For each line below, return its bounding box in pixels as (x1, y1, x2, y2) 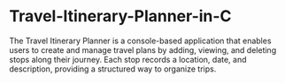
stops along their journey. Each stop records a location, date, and (9, 54, 247, 64)
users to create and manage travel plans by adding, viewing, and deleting (9, 44, 277, 55)
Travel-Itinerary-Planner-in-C (9, 6, 232, 26)
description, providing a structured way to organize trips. (9, 64, 217, 74)
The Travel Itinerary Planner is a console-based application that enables (9, 35, 272, 46)
